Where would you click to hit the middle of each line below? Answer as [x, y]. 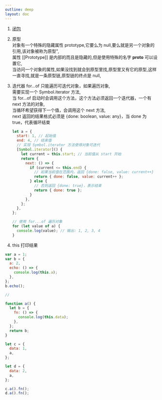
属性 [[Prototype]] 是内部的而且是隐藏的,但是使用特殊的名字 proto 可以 [83, 57]
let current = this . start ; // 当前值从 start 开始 [71, 154]
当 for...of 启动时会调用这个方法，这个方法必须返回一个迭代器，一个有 [82, 98]
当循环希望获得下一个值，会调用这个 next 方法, [59, 110]
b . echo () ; [15, 286]
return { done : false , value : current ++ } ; [79, 177]
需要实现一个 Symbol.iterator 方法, [46, 92]
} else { [39, 181]
